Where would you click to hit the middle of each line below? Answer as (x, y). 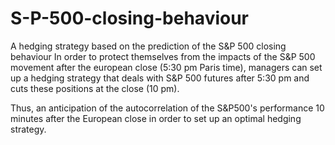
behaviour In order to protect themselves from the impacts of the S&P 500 (163, 56)
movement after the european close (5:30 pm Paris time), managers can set (166, 67)
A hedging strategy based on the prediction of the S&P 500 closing (148, 46)
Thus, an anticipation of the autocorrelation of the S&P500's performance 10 (167, 108)
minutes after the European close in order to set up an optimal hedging (156, 118)
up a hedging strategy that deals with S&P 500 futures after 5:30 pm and (160, 78)
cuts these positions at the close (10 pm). (95, 88)
